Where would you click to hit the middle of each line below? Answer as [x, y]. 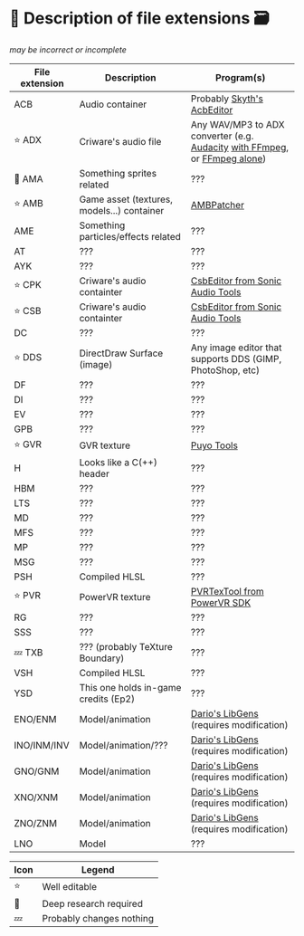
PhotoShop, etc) [225, 370]
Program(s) [241, 77]
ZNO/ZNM [36, 823]
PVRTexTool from [227, 591]
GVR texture [105, 445]
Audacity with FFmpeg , [240, 147]
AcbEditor [212, 110]
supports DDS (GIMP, [236, 358]
